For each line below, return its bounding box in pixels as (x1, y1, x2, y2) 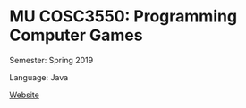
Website (9, 89, 40, 100)
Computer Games (9, 25, 143, 46)
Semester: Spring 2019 (9, 54, 94, 65)
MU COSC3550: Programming (9, 6, 238, 27)
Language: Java (9, 71, 69, 82)
